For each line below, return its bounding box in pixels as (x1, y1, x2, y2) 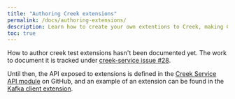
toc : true (7, 29, 36, 37)
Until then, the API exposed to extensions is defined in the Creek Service (7, 70, 217, 78)
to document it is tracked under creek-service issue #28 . (7, 56, 171, 65)
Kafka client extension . (7, 84, 73, 93)
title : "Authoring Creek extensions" (7, 10, 117, 17)
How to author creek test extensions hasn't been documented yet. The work (7, 49, 227, 57)
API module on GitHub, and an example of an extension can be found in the (7, 77, 225, 86)
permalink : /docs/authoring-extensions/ (7, 17, 127, 24)
